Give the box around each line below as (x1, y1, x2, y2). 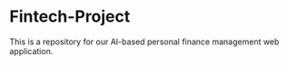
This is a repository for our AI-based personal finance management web (9, 36, 280, 47)
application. (9, 45, 54, 56)
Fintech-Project (9, 6, 131, 27)
